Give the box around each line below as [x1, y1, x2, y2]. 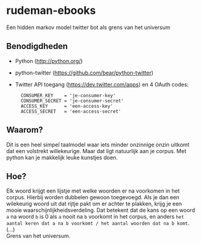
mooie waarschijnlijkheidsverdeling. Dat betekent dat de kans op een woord [6, 206, 196, 214]
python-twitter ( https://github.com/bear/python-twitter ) [15, 69, 154, 76]
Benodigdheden [6, 41, 68, 51]
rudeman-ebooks [6, 4, 96, 18]
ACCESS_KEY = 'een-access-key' [21, 103, 113, 109]
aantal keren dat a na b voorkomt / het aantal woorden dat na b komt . [6, 219, 189, 227]
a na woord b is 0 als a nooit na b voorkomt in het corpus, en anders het [6, 213, 185, 220]
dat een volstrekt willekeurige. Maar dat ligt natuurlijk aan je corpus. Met [6, 147, 186, 154]
